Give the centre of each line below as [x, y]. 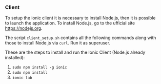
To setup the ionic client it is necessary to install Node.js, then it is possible [80, 18]
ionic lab [22, 78]
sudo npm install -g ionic [40, 67]
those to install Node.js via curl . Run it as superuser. [58, 43]
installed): [15, 58]
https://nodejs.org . [24, 28]
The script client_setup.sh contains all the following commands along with [80, 38]
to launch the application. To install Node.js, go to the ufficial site [70, 23]
